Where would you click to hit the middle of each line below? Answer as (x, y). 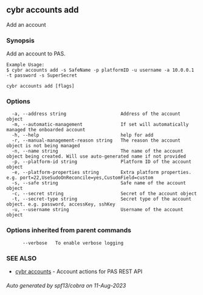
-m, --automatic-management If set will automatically (100, 125)
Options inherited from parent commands (69, 231)
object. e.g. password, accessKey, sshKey (61, 204)
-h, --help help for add (83, 135)
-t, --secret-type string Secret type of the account (101, 199)
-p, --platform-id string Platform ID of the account (101, 162)
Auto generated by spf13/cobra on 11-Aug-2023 (66, 285)
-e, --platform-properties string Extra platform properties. (101, 173)
